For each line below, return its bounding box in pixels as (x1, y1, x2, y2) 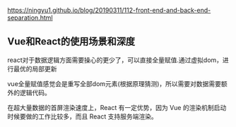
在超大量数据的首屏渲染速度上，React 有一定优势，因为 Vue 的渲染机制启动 (7, 103, 227, 111)
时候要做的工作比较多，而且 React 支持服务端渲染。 (7, 112, 158, 121)
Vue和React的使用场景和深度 (7, 35, 136, 48)
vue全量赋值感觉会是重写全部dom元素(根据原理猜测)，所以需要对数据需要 (7, 79, 221, 87)
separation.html (7, 13, 53, 22)
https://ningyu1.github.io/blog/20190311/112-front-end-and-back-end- (7, 6, 211, 14)
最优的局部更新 (13, 64, 57, 73)
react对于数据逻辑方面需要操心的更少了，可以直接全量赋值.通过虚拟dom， (7, 56, 223, 64)
